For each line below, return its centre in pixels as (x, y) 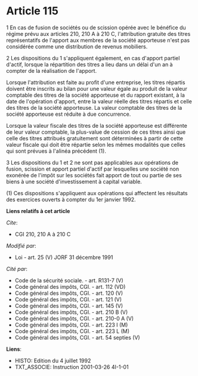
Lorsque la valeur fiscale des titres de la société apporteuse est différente (97, 125)
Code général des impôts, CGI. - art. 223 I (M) (71, 325)
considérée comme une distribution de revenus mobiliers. (77, 47)
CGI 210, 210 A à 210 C (43, 234)
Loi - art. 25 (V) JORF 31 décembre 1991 (64, 257)
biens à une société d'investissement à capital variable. (74, 181)
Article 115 (32, 11)
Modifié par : (21, 245)
